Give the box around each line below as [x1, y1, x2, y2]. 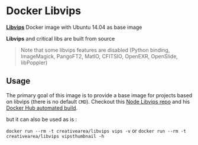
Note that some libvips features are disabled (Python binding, [20, 46, 170, 54]
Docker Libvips [6, 4, 82, 18]
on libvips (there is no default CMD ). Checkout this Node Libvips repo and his [6, 98, 190, 105]
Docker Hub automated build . [6, 104, 78, 111]
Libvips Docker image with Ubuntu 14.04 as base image [6, 24, 142, 31]
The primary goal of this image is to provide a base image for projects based [6, 91, 193, 98]
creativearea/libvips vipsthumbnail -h [6, 133, 105, 139]
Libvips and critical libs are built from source [6, 35, 115, 42]
